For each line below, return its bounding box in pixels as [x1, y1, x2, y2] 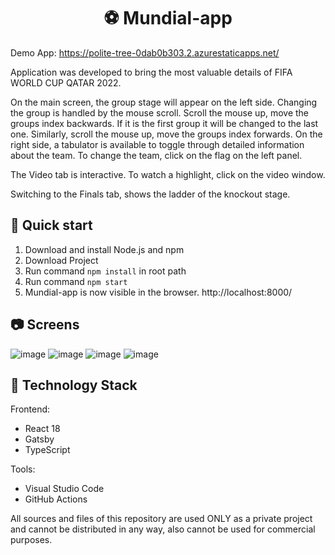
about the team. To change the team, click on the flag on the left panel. [10, 149, 303, 161]
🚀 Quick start [10, 217, 93, 234]
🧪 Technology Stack [10, 376, 138, 394]
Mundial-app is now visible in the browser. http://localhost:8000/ [24, 286, 293, 298]
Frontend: [10, 403, 51, 415]
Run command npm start [24, 275, 128, 287]
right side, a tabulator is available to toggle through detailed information [10, 138, 305, 150]
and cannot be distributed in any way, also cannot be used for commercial [10, 523, 316, 535]
